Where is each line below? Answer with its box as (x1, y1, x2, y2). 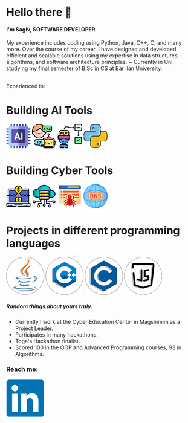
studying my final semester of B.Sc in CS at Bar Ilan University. (6, 65, 163, 72)
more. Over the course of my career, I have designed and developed (6, 45, 177, 53)
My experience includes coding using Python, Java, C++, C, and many (6, 39, 182, 47)
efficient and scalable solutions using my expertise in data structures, (6, 52, 180, 59)
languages (6, 236, 60, 250)
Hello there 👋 (6, 5, 73, 19)
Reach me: (6, 365, 38, 373)
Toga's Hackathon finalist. (15, 337, 80, 344)
